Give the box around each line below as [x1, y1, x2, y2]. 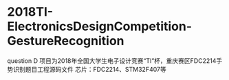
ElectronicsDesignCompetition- [7, 18, 193, 34]
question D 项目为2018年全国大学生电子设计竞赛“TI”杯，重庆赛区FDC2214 [7, 56, 217, 65]
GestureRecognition [7, 34, 124, 49]
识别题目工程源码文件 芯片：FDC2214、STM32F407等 [12, 65, 166, 73]
